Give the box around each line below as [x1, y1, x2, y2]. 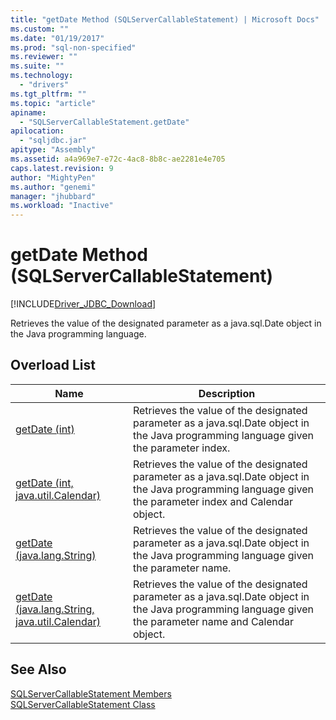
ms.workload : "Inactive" [10, 201, 114, 211]
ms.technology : [10, 71, 74, 81]
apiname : [10, 107, 47, 118]
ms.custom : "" [10, 24, 70, 34]
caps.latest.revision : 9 [10, 163, 114, 173]
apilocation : [10, 126, 65, 136]
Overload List [10, 357, 96, 374]
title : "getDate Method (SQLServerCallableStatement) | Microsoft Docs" [10, 14, 320, 25]
